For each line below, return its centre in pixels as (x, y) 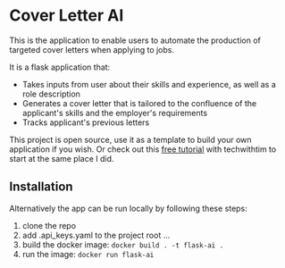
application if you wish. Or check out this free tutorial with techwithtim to (143, 149)
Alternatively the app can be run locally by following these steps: (128, 208)
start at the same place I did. (62, 158)
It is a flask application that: (60, 67)
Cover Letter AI (67, 16)
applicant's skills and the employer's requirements (115, 113)
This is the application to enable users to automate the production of (135, 40)
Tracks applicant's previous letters (86, 122)
